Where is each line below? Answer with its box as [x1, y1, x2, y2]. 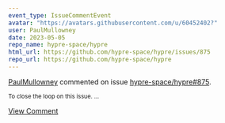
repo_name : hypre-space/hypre [8, 41, 109, 49]
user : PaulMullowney [8, 26, 77, 34]
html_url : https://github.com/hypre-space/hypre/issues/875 [8, 48, 212, 56]
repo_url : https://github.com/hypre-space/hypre [8, 56, 172, 64]
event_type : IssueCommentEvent [8, 11, 112, 20]
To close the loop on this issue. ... [8, 92, 100, 100]
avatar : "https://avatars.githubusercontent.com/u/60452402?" [8, 19, 218, 27]
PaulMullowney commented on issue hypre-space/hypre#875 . [8, 76, 212, 87]
